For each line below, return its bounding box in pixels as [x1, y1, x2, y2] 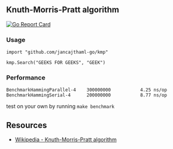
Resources [6, 120, 47, 130]
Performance [6, 74, 46, 82]
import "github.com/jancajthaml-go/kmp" [6, 49, 109, 56]
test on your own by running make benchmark [6, 103, 115, 110]
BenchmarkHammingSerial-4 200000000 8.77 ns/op [6, 92, 168, 98]
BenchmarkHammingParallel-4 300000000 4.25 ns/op [6, 87, 168, 93]
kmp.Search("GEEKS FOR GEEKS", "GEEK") [6, 60, 106, 66]
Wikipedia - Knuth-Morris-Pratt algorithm [14, 136, 117, 143]
